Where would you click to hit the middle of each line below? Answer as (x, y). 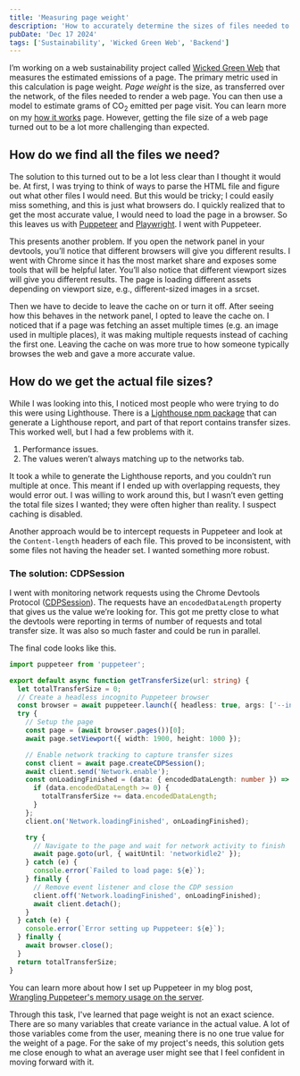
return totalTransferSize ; (67, 962)
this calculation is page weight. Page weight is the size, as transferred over (147, 87)
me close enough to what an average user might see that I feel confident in (147, 1052)
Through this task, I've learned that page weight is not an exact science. (142, 1014)
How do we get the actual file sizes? (111, 382)
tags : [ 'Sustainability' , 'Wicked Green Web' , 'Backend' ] (119, 42)
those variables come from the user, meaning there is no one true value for (147, 1033)
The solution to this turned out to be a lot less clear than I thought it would (145, 176)
